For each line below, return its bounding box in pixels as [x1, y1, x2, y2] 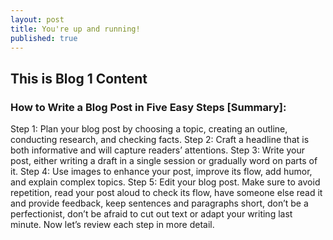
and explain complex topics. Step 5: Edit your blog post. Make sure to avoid [10, 176, 321, 188]
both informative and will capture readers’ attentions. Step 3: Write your [10, 144, 306, 156]
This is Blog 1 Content [10, 70, 148, 87]
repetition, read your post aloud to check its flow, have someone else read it [10, 187, 323, 199]
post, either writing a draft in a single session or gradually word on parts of [10, 155, 318, 167]
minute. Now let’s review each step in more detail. [10, 219, 215, 231]
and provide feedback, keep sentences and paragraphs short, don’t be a [10, 197, 309, 210]
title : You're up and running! [10, 24, 141, 34]
